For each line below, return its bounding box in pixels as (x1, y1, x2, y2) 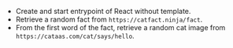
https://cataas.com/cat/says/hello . (15, 31, 135, 40)
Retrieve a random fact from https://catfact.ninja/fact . (15, 15, 203, 24)
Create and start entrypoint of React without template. (15, 7, 191, 15)
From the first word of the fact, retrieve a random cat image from (15, 23, 226, 32)
